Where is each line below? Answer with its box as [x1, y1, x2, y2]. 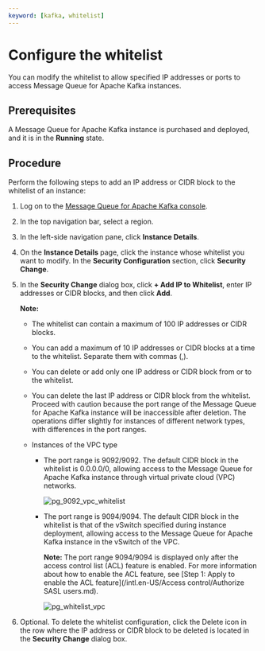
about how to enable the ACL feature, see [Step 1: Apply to [43, 570, 236, 579]
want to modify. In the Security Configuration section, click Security [19, 256, 246, 266]
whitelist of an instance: [8, 186, 86, 196]
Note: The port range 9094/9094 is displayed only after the [43, 552, 239, 562]
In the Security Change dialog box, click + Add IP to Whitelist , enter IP [19, 280, 252, 290]
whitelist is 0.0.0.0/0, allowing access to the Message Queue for [43, 464, 253, 474]
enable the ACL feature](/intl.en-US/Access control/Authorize [43, 578, 244, 587]
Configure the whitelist [8, 45, 163, 64]
